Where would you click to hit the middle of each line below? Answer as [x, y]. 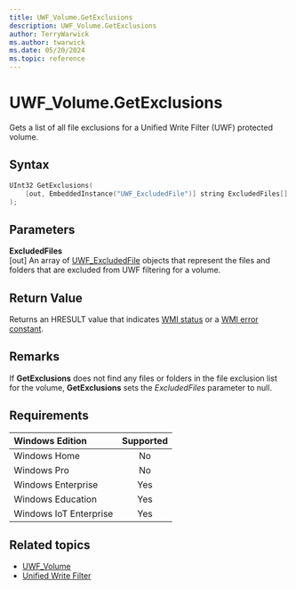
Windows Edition [50, 440]
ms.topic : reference [48, 59]
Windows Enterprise [56, 484]
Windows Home [47, 456]
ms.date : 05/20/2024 [48, 51]
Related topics [50, 545]
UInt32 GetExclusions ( [51, 185]
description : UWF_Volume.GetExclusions [83, 26]
